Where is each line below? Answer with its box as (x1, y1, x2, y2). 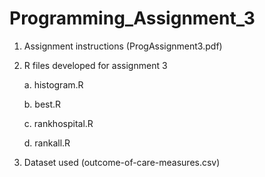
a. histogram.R (23, 78, 84, 91)
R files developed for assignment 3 (23, 59, 168, 71)
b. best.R (23, 98, 62, 110)
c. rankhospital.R (23, 117, 94, 129)
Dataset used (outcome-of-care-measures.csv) (23, 156, 221, 168)
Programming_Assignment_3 (9, 7, 256, 30)
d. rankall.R (23, 137, 71, 149)
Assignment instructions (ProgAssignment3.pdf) (23, 40, 223, 52)
